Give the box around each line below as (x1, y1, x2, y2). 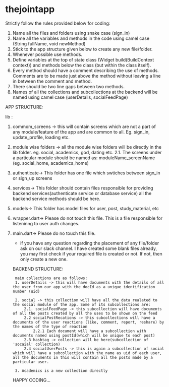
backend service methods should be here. (12, 196, 101, 202)
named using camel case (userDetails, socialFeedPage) (12, 94, 128, 100)
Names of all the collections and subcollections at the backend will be (12, 89, 158, 95)
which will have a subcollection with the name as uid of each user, (12, 350, 162, 356)
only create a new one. (20, 256, 68, 262)
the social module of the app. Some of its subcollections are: (12, 302, 151, 307)
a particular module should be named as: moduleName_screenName (12, 155, 155, 161)
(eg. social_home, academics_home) (12, 160, 89, 166)
